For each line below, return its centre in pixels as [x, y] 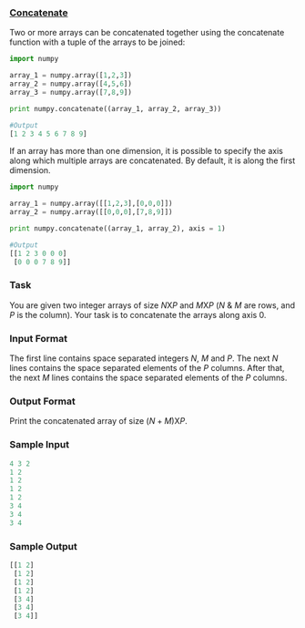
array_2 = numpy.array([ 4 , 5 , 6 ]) [71, 84]
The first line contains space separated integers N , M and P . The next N [144, 358]
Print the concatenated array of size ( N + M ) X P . [99, 421]
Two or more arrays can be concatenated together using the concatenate [147, 33]
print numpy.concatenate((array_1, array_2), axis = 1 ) [117, 229]
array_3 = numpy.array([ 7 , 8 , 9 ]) [71, 92]
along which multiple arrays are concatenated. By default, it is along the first [152, 160]
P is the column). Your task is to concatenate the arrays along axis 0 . [138, 314]
